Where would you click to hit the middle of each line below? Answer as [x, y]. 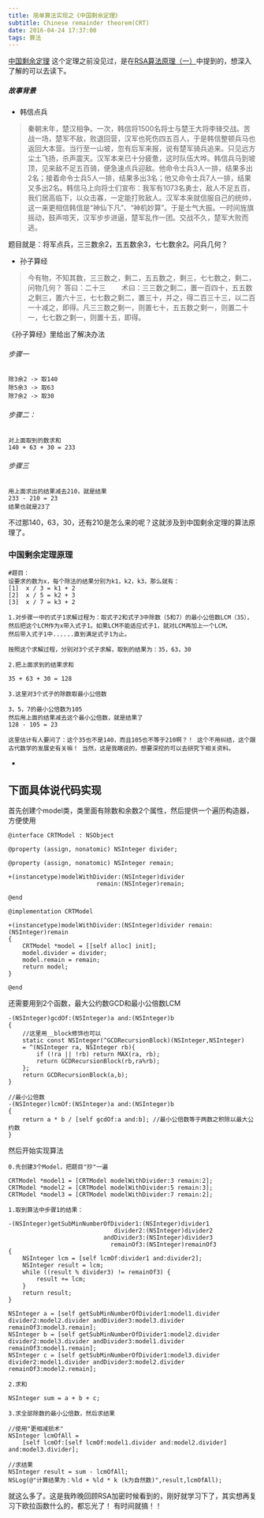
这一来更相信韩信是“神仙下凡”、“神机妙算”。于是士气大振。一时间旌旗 [141, 208]
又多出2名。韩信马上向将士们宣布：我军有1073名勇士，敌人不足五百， [141, 188]
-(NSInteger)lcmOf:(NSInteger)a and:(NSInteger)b [91, 1104]
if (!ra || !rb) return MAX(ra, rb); [98, 1054]
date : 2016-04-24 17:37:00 [52, 30]
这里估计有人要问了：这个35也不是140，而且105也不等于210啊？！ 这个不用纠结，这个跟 [132, 740]
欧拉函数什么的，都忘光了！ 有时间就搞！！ [92, 1505]
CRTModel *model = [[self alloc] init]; [89, 946]
